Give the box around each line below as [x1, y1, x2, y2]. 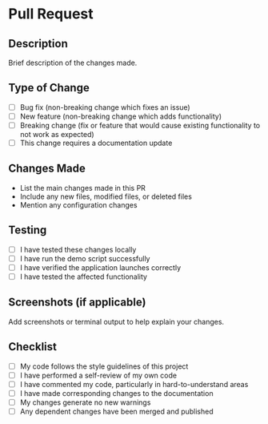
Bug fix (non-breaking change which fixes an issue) [19, 102, 190, 112]
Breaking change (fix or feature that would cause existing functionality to [19, 120, 261, 130]
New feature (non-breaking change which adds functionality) [19, 111, 222, 121]
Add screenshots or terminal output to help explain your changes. [8, 317, 225, 326]
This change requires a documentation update [19, 138, 173, 147]
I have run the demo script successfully [19, 253, 150, 263]
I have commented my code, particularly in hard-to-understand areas [19, 379, 249, 389]
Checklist [8, 340, 58, 353]
